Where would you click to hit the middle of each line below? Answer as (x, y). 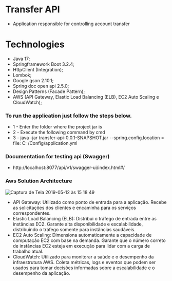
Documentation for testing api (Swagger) (58, 157)
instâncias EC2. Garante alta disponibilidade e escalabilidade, (78, 224)
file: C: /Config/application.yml (45, 143)
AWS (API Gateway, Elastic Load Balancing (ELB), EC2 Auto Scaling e (86, 97)
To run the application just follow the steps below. (69, 116)
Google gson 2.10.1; (33, 80)
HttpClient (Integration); (38, 69)
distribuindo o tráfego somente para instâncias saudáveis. (74, 229)
